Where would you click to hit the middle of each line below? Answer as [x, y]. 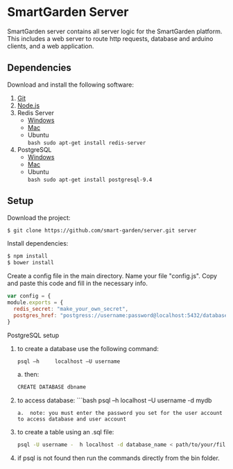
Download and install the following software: [70, 85]
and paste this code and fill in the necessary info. [77, 283]
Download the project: [39, 218]
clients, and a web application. [51, 46]
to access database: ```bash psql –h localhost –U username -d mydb [114, 400]
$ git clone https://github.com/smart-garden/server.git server [102, 230]
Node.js [28, 105]
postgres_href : [35, 315]
